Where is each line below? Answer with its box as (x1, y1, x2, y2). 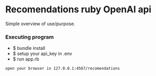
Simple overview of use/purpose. (5, 21, 75, 27)
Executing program (5, 33, 54, 41)
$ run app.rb (12, 56, 39, 62)
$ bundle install (12, 45, 46, 51)
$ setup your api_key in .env (12, 50, 73, 57)
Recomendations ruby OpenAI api (5, 4, 152, 15)
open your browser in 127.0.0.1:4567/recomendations (5, 66, 120, 71)
